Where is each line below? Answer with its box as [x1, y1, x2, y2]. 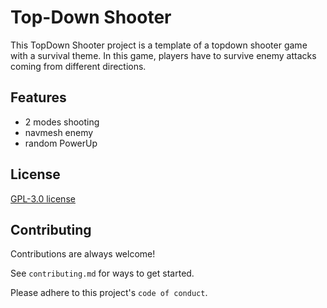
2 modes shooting [24, 116, 100, 128]
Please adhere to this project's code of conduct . [10, 287, 208, 299]
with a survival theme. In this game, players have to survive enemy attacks [10, 49, 317, 61]
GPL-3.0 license [10, 192, 76, 205]
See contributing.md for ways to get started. [10, 267, 195, 280]
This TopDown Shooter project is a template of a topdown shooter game [10, 39, 308, 51]
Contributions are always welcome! [10, 248, 156, 260]
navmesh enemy [24, 126, 94, 138]
